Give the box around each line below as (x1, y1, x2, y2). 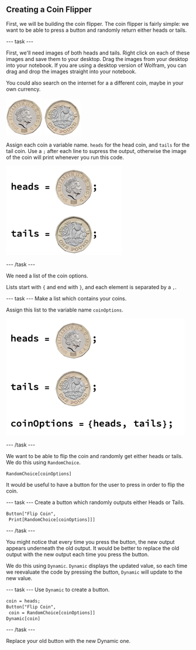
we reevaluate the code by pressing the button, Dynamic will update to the (6, 568, 183, 575)
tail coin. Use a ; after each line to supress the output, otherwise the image (6, 147, 187, 154)
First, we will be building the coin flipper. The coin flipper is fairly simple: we (6, 20, 189, 27)
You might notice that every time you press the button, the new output (6, 538, 175, 545)
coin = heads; (6, 598, 41, 604)
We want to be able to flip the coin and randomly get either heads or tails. (6, 452, 183, 459)
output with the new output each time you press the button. (6, 551, 149, 558)
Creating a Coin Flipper (6, 5, 92, 15)
